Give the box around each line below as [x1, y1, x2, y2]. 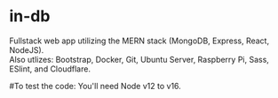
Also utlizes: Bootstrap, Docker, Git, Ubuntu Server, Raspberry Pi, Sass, [9, 54, 269, 64]
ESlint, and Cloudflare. [9, 64, 91, 74]
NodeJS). [9, 44, 44, 55]
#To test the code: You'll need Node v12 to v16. [9, 80, 182, 91]
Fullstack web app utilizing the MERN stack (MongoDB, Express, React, [9, 35, 269, 46]
